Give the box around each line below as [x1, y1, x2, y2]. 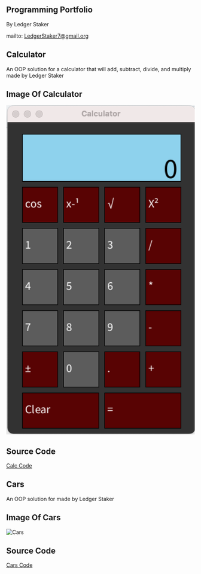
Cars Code [6, 561, 33, 569]
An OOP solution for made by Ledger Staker [6, 495, 115, 502]
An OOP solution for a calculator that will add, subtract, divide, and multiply [6, 65, 191, 72]
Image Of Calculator [6, 89, 83, 99]
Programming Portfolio [6, 5, 93, 15]
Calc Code [6, 462, 32, 469]
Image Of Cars [6, 512, 61, 523]
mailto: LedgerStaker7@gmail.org [6, 32, 89, 39]
